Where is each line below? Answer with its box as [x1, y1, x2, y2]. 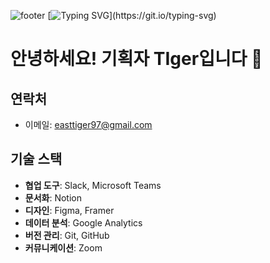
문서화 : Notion [24, 191, 82, 204]
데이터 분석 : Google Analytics [24, 216, 143, 229]
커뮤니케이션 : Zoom [24, 241, 103, 254]
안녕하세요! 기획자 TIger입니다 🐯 [10, 48, 263, 70]
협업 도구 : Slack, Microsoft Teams [24, 179, 162, 191]
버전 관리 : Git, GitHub [24, 229, 110, 241]
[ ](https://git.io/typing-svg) [47, 10, 217, 21]
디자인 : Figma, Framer [24, 204, 115, 216]
